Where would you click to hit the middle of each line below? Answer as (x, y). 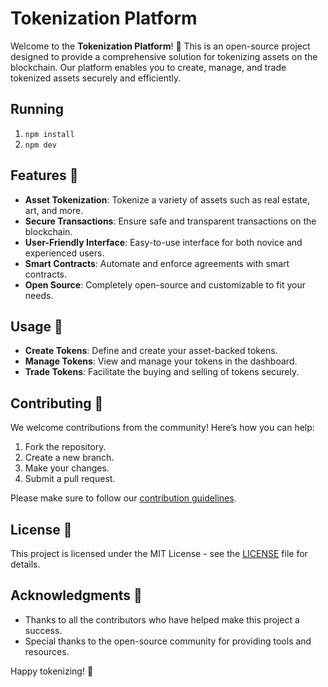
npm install (49, 134)
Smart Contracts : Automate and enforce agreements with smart (157, 263)
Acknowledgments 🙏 (76, 595)
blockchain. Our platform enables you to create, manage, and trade (148, 67)
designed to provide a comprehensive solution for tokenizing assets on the (164, 56)
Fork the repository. (65, 447)
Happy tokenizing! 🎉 (52, 671)
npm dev (40, 145)
